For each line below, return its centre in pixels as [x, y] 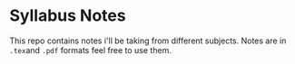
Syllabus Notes [68, 16]
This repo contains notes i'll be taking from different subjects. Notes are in [148, 41]
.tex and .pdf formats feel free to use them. [91, 50]
